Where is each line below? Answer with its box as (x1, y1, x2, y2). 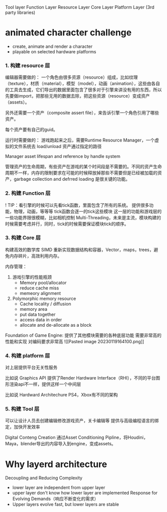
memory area (19, 306, 48, 312)
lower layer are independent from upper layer (12, 485, 105, 491)
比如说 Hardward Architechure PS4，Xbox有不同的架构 (5, 392, 118, 398)
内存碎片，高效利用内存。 (9, 253, 62, 258)
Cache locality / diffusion (19, 301, 71, 307)
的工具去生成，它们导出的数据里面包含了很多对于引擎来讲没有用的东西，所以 (5, 87, 162, 93)
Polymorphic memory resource (12, 295, 76, 301)
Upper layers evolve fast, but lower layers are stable (12, 502, 119, 508)
